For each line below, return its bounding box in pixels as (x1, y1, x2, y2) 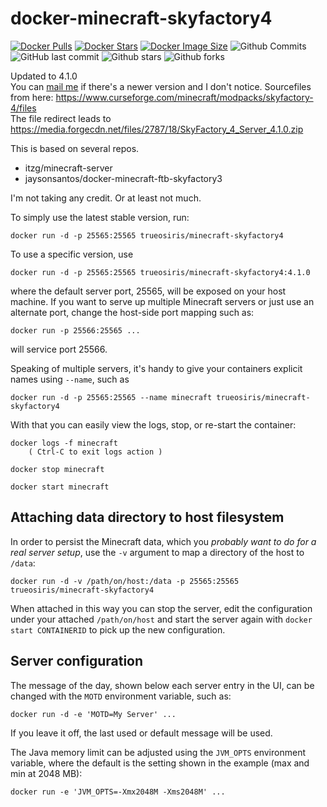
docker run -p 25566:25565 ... (10, 325, 141, 336)
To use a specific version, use (10, 248, 134, 260)
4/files (10, 102, 37, 114)
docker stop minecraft (10, 464, 105, 474)
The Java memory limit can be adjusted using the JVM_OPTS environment (10, 746, 306, 758)
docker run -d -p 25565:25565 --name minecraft (10, 392, 213, 402)
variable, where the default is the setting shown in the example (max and (10, 757, 310, 769)
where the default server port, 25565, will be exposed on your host (10, 285, 287, 297)
